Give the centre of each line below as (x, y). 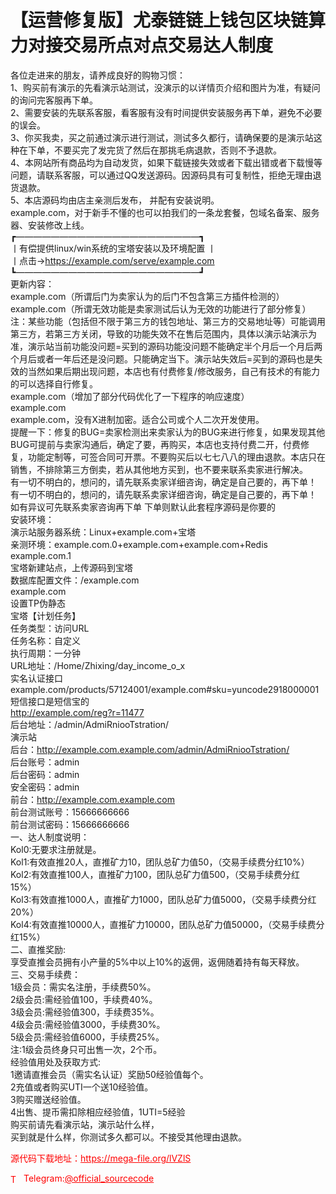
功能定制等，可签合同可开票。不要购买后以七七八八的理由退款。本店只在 (176, 457)
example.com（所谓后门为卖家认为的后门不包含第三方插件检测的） (147, 296)
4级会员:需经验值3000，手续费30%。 (88, 1024)
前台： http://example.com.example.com (93, 799)
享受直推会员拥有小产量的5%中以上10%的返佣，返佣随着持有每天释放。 (157, 962)
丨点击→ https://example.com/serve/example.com (112, 260)
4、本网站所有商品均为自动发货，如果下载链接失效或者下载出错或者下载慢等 (166, 162)
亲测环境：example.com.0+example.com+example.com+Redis (139, 544)
